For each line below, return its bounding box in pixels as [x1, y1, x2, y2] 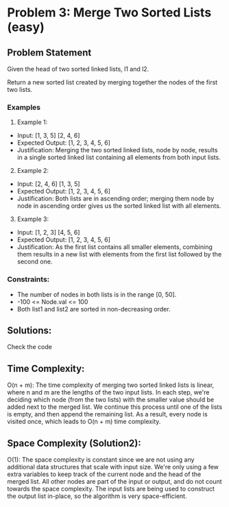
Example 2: [16, 167, 49, 175]
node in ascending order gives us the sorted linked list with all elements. [16, 202, 221, 210]
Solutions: [7, 325, 52, 336]
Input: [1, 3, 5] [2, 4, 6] [16, 132, 80, 140]
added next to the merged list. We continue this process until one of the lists [7, 403, 223, 411]
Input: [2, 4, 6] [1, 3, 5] [16, 180, 80, 188]
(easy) [7, 19, 45, 35]
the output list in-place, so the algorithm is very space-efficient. [7, 492, 187, 500]
